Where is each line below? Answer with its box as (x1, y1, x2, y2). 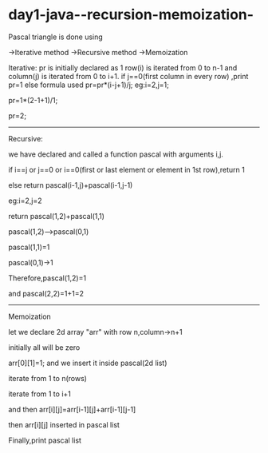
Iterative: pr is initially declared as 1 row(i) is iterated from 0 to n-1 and (8, 62, 238, 73)
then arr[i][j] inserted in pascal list (8, 419, 120, 429)
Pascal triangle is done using (8, 32, 104, 42)
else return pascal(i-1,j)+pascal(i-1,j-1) (8, 180, 133, 189)
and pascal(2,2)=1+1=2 (8, 288, 85, 298)
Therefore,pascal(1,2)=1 (8, 273, 86, 283)
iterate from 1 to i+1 (8, 389, 72, 399)
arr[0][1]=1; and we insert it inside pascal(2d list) (8, 358, 167, 368)
